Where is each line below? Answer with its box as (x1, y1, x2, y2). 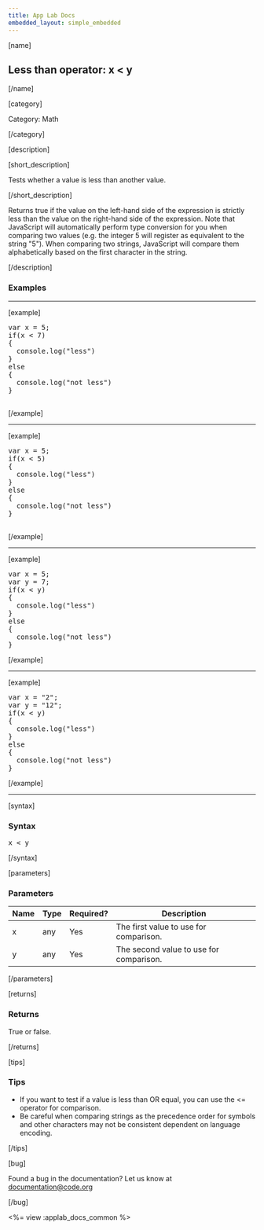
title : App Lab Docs (8, 11, 76, 20)
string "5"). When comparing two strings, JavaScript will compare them (8, 239, 240, 248)
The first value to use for (115, 921, 207, 932)
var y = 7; (8, 577, 50, 586)
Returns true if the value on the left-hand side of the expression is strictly (8, 206, 245, 215)
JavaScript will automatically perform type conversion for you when (8, 222, 228, 232)
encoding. (19, 1128, 53, 1137)
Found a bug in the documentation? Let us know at (8, 1173, 173, 1183)
